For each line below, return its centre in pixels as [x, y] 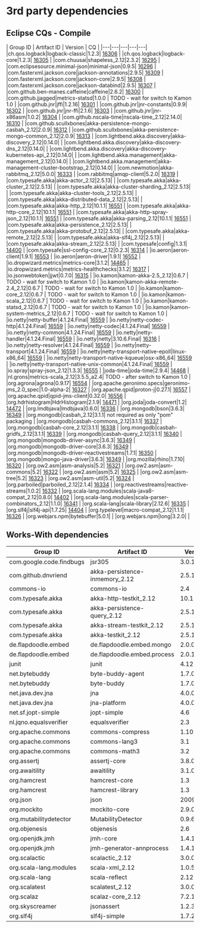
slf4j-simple [107, 915]
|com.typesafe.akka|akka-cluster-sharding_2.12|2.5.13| [124, 187]
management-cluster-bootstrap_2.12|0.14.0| [60, 168]
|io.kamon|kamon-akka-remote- [140, 282]
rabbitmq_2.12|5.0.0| [31, 174]
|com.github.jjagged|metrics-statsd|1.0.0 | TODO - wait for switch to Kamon [99, 98]
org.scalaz [24, 896]
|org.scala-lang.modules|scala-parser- [121, 497]
